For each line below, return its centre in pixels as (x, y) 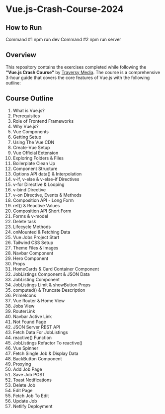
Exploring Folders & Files (38, 158)
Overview (21, 55)
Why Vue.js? (26, 126)
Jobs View (24, 306)
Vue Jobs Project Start (36, 237)
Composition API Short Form (42, 211)
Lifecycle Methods (32, 227)
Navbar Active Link (32, 316)
